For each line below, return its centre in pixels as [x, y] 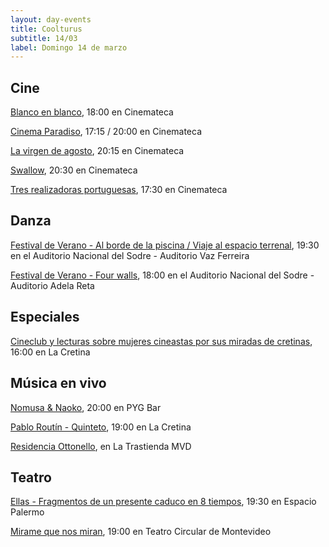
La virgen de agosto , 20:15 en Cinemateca [97, 151]
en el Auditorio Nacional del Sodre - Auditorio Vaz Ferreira [130, 255]
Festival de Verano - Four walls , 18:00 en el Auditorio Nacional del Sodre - [162, 275]
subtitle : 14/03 [44, 38]
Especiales [45, 317]
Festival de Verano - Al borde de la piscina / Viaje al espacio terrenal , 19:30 [165, 245]
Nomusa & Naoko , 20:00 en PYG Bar [86, 407]
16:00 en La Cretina [50, 352]
